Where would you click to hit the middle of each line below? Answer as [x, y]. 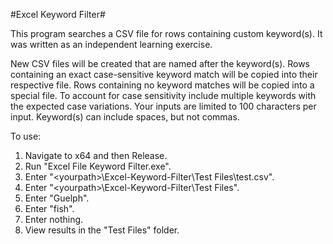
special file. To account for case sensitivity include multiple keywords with [163, 95]
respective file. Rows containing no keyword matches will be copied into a [162, 85]
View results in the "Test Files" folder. [102, 230]
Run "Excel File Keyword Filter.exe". [98, 166]
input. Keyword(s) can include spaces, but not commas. [125, 117]
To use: [26, 136]
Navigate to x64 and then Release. [96, 155]
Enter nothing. [54, 219]
